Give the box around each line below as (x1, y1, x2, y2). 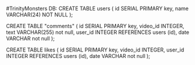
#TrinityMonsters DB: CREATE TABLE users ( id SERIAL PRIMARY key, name (6, 5, 189, 12)
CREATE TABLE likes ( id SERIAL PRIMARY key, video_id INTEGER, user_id (6, 46, 184, 53)
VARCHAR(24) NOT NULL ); (6, 11, 73, 18)
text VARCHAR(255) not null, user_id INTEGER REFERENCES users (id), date (6, 29, 189, 36)
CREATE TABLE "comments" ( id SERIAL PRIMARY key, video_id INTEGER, (6, 23, 184, 29)
